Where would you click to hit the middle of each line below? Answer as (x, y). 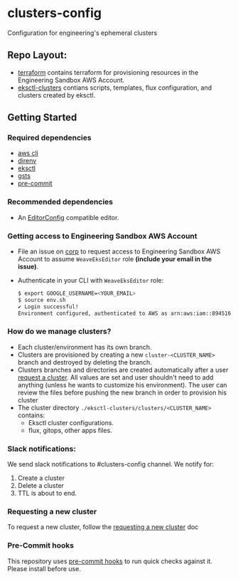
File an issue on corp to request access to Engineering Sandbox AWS (119, 251)
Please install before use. (44, 568)
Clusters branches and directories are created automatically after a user (123, 370)
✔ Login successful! (48, 307)
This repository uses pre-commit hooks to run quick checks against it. (110, 561)
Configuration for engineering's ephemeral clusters (82, 33)
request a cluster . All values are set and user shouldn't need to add (115, 377)
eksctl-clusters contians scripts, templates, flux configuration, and (114, 88)
